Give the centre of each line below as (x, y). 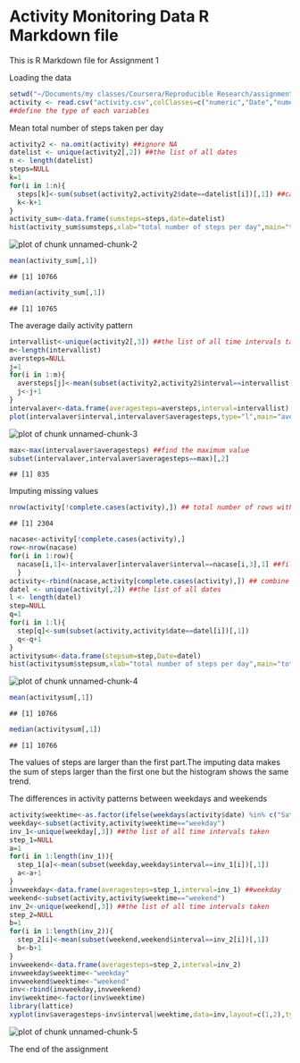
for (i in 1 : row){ (42, 557)
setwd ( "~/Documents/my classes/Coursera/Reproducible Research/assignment (151, 94)
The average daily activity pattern (71, 325)
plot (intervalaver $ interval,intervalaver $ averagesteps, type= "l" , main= (143, 417)
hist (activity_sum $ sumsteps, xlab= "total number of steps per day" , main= (147, 227)
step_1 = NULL (31, 840)
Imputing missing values (54, 491)
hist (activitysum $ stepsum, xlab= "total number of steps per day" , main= (143, 664)
